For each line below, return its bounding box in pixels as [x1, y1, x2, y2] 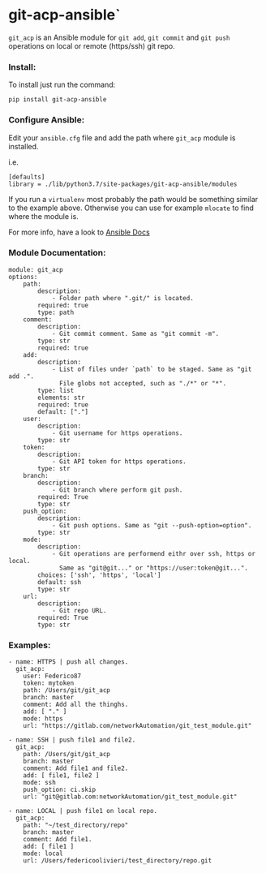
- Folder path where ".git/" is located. [51, 294, 195, 302]
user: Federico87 [23, 672, 82, 681]
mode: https [23, 715, 63, 723]
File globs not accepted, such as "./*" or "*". [59, 379, 227, 387]
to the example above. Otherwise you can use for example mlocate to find [8, 203, 254, 213]
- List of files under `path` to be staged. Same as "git [51, 365, 252, 373]
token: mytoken [23, 679, 75, 687]
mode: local [23, 849, 63, 858]
